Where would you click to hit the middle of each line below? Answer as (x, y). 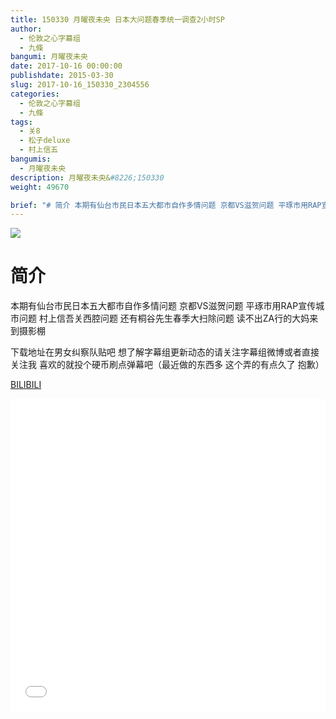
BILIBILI (26, 385)
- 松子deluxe (45, 141)
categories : (35, 94)
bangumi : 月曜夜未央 (49, 57)
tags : (21, 122)
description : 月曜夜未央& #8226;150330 (87, 177)
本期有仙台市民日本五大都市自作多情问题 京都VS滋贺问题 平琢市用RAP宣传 (163, 306)
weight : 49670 (40, 187)
